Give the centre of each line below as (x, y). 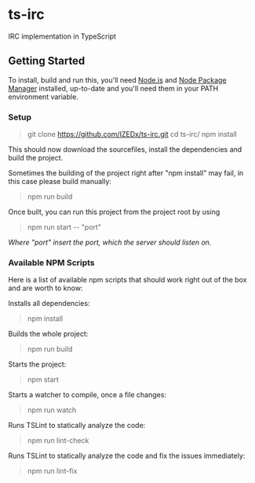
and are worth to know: (46, 288)
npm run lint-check (58, 441)
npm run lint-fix (52, 471)
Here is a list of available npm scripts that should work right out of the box (127, 280)
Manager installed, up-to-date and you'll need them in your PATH (113, 88)
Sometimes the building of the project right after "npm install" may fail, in (126, 173)
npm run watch (52, 410)
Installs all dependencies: (49, 304)
